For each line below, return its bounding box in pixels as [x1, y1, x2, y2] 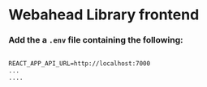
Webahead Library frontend [8, 6, 200, 24]
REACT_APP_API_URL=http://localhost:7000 [8, 60, 151, 68]
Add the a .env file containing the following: [8, 35, 183, 46]
